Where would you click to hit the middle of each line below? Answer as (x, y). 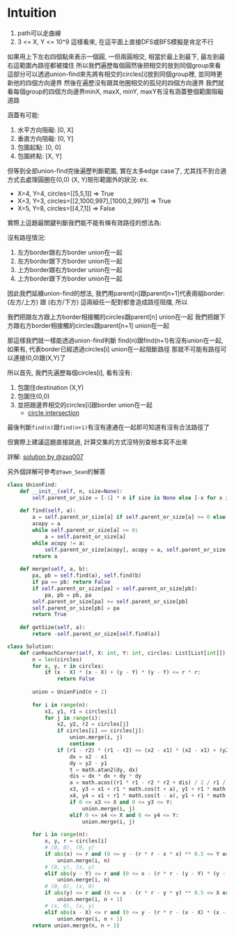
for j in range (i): (72, 718)
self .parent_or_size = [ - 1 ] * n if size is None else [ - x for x (127, 498)
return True (50, 614)
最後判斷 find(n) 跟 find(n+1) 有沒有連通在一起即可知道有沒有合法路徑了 (109, 427)
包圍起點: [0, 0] (39, 147)
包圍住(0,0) (33, 396)
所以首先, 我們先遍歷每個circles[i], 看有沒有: (70, 372)
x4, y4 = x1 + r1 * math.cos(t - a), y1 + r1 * (140, 796)
